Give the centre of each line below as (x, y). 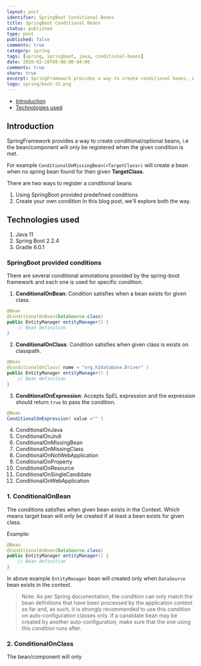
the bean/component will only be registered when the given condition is (95, 147)
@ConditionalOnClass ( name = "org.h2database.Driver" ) (78, 368)
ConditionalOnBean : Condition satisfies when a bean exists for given (101, 293)
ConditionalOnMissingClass (49, 449)
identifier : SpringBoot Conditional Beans (60, 17)
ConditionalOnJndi (38, 436)
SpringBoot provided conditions (54, 262)
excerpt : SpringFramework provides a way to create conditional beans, (98, 78)
